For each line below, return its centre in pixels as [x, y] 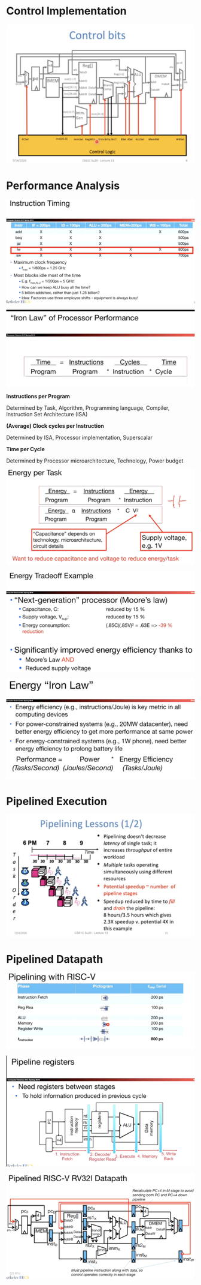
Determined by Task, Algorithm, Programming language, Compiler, [88, 408]
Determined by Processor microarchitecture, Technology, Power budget [95, 461]
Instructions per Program [38, 397]
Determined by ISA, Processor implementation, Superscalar [80, 438]
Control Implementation [66, 11]
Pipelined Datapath [55, 959]
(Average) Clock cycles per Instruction [55, 426]
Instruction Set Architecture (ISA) [47, 415]
